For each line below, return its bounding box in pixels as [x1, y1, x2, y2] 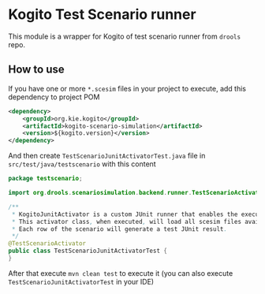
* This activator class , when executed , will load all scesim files [11, 218, 242, 225]
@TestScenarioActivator [8, 240, 87, 247]
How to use [8, 63, 65, 76]
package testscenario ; [8, 175, 83, 183]
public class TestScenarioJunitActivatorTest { [8, 247, 168, 255]
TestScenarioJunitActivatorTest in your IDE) [8, 277, 155, 286]
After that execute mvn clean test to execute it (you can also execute [8, 268, 233, 277]
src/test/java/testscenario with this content [8, 159, 156, 169]
